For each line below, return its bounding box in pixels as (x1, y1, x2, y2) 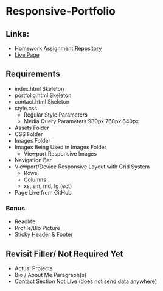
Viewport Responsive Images (23, 149, 97, 157)
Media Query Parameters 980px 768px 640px (23, 117, 139, 124)
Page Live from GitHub (14, 189, 72, 196)
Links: (5, 29, 30, 39)
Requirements (5, 69, 60, 79)
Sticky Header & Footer (14, 231, 74, 239)
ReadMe (14, 218, 36, 225)
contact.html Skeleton (14, 98, 70, 105)
